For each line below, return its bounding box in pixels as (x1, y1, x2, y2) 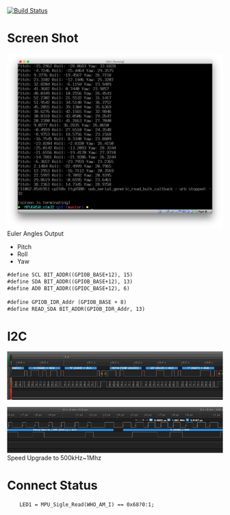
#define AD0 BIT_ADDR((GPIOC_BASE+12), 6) (7, 285, 130, 292)
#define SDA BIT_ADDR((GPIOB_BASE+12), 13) (7, 278, 133, 286)
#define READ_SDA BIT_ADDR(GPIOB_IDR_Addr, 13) (7, 305, 146, 313)
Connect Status (7, 478, 98, 493)
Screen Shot (7, 31, 79, 46)
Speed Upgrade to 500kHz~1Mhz (7, 454, 101, 462)
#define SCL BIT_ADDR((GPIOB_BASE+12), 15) (7, 271, 133, 279)
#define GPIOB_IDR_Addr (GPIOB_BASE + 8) (7, 299, 127, 306)
